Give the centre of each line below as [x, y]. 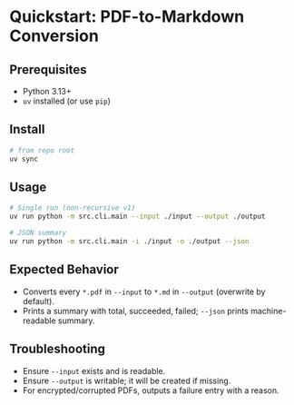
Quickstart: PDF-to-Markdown [127, 17]
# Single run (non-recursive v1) [73, 208]
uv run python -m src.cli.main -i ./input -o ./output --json [129, 242]
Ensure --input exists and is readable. [94, 370]
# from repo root [42, 150]
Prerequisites [48, 69]
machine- [269, 311]
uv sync [24, 159]
